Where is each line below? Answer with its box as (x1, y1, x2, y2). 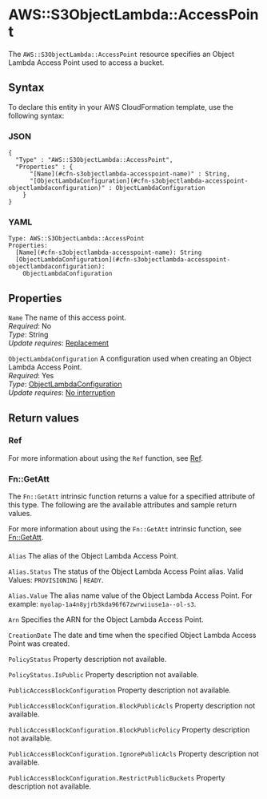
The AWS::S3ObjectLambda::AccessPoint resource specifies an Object (8, 49, 234, 59)
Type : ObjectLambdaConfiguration (8, 379, 122, 389)
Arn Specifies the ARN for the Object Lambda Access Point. (8, 615, 204, 624)
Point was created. (8, 639, 70, 648)
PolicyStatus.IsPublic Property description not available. (8, 669, 199, 679)
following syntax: (8, 111, 65, 120)
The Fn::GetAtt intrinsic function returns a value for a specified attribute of (8, 491, 256, 502)
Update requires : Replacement (8, 338, 110, 348)
